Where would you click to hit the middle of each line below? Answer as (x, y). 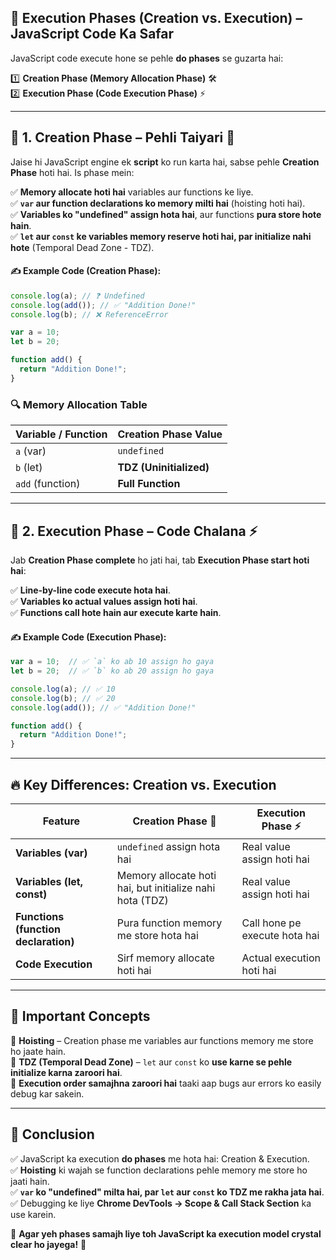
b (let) (29, 468)
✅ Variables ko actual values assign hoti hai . (104, 601)
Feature (61, 821)
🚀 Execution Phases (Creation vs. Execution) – (156, 18)
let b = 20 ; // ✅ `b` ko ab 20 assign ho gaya (112, 671)
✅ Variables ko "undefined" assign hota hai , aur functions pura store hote (166, 214)
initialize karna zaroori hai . (66, 1072)
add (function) (48, 484)
